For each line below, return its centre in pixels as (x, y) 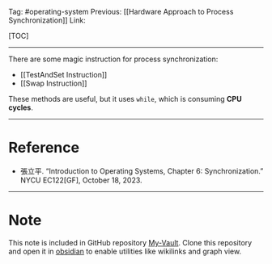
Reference (44, 148)
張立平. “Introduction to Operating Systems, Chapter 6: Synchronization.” (142, 171)
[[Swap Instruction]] (53, 83)
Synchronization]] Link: (47, 20)
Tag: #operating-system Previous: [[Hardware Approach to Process (121, 12)
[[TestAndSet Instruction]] (64, 75)
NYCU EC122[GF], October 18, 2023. (81, 180)
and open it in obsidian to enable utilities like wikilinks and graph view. (125, 251)
